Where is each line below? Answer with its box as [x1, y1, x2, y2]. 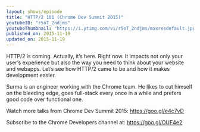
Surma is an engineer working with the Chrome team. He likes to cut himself [6, 83, 193, 90]
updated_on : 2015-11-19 [6, 36, 65, 42]
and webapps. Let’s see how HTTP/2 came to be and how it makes [6, 65, 170, 72]
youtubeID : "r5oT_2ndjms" [6, 20, 70, 26]
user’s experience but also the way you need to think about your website [6, 59, 185, 66]
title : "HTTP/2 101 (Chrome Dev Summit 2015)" [6, 14, 124, 20]
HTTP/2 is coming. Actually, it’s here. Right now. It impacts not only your [6, 53, 183, 59]
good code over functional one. [6, 96, 83, 103]
